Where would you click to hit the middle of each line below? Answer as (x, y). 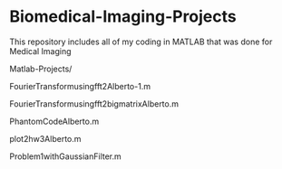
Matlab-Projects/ (41, 69)
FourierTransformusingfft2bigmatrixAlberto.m (94, 103)
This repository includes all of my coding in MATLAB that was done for (141, 42)
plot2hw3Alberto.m (45, 138)
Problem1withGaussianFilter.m (66, 156)
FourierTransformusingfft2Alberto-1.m (80, 86)
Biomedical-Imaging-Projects (123, 17)
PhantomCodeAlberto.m (54, 121)
